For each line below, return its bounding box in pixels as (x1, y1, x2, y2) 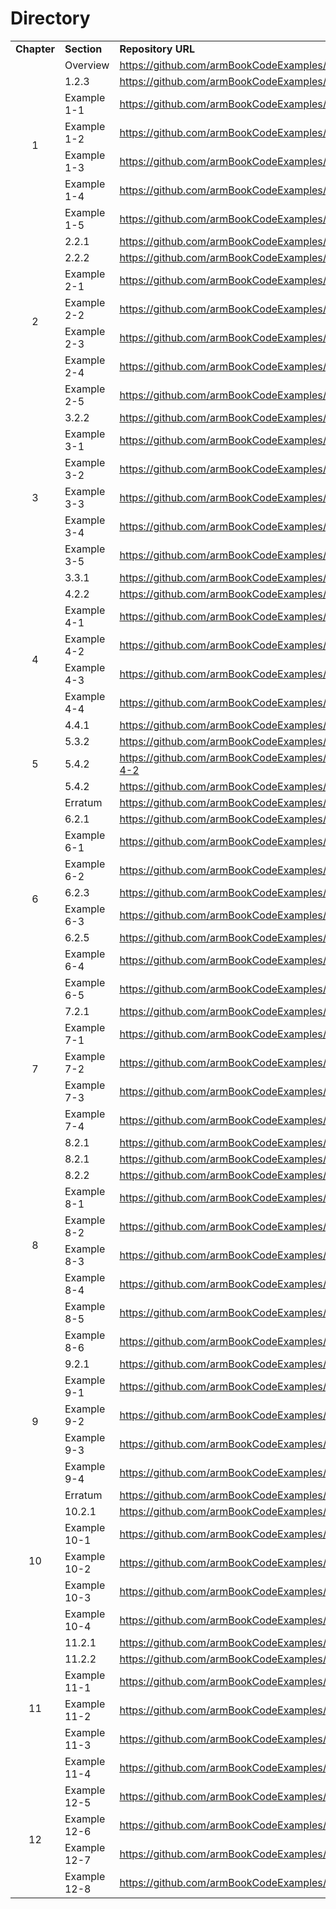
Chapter (15, 42, 55, 56)
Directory (10, 7, 91, 30)
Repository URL (119, 42, 195, 56)
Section (64, 42, 103, 56)
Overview (64, 58, 110, 72)
